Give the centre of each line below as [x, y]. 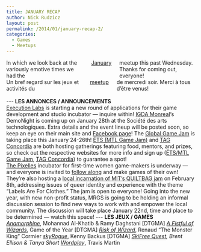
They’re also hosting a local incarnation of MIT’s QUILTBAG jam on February [100, 178]
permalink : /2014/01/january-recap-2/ [55, 29]
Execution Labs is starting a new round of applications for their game [92, 108]
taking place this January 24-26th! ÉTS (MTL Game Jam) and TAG [88, 140]
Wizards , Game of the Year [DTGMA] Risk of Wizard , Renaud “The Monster [99, 230]
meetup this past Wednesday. [156, 63]
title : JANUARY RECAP [33, 12]
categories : [21, 34]
